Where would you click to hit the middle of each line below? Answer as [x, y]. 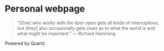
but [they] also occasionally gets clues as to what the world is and [86, 28]
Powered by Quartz [25, 43]
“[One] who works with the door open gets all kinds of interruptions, [88, 23]
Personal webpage [45, 9]
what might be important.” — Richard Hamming [66, 33]
